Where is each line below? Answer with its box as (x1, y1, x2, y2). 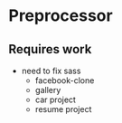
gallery (34, 85, 61, 95)
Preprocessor (8, 5, 114, 26)
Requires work (8, 42, 92, 57)
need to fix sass (21, 65, 81, 76)
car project (34, 94, 76, 105)
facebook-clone (34, 75, 95, 86)
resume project (34, 104, 92, 114)
